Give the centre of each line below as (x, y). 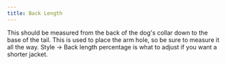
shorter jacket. (27, 54)
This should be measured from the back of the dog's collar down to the (108, 32)
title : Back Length (35, 13)
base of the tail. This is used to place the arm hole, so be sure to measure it (113, 40)
